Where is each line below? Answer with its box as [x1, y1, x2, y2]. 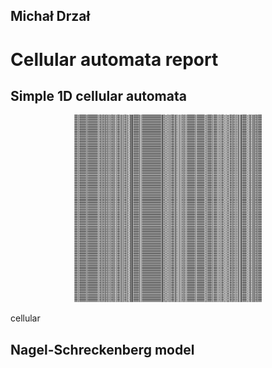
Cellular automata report [10, 48, 219, 71]
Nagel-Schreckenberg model [10, 341, 195, 358]
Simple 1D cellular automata [10, 87, 187, 104]
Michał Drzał [10, 8, 91, 25]
